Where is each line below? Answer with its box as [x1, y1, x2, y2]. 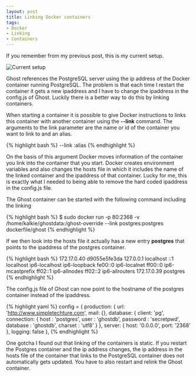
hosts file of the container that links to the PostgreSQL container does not [6, 352, 184, 359]
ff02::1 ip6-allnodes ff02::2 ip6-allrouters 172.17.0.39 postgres [36, 268, 185, 275]
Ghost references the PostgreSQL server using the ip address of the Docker [6, 75, 190, 82]
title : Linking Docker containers [6, 14, 91, 20]
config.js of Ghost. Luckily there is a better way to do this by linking [6, 94, 170, 101]
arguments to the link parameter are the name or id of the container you [6, 124, 180, 131]
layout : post [6, 8, 38, 15]
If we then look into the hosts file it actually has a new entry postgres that [6, 238, 185, 245]
